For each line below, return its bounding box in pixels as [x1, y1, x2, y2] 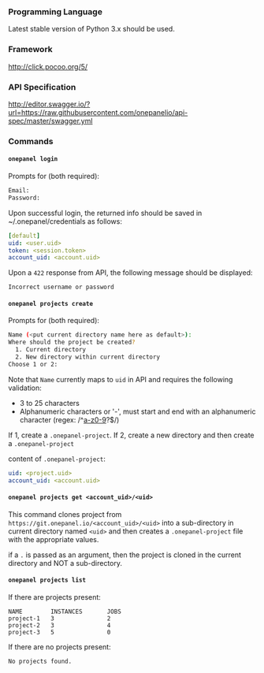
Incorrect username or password [8, 283, 114, 292]
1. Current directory [15, 346, 87, 354]
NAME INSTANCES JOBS [8, 608, 122, 615]
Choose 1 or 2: [8, 360, 58, 368]
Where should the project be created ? [8, 338, 136, 347]
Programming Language [8, 6, 102, 17]
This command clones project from [8, 509, 122, 519]
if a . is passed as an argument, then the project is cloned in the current [8, 550, 242, 560]
